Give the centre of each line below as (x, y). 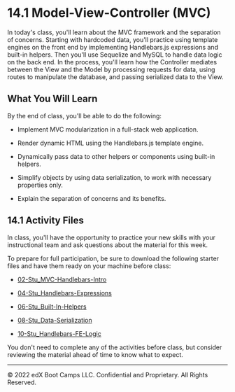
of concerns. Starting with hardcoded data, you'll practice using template (113, 39)
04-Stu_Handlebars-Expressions (64, 293)
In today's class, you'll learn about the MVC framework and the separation (114, 32)
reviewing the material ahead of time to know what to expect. (95, 354)
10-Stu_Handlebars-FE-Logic (59, 333)
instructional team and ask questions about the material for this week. (108, 245)
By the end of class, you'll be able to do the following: (85, 115)
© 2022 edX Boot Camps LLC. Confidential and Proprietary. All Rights (108, 374)
